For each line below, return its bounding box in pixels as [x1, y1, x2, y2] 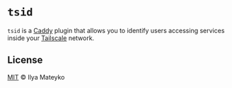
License [7, 54, 43, 66]
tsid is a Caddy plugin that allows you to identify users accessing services [7, 26, 225, 34]
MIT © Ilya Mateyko [7, 73, 65, 81]
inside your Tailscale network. [7, 34, 95, 42]
